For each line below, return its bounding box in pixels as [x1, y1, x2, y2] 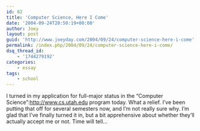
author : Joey [6, 25, 39, 32]
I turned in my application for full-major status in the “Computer [6, 93, 163, 100]
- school [17, 76, 39, 82]
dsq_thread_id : [6, 48, 44, 54]
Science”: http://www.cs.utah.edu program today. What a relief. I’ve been [6, 99, 186, 106]
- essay [17, 64, 36, 71]
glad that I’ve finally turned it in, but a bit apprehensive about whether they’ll [6, 112, 195, 119]
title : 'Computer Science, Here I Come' [6, 14, 109, 20]
